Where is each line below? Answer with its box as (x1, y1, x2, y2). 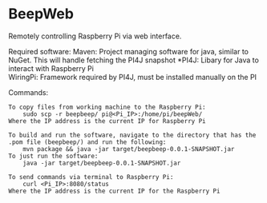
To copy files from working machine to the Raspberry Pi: (8, 103, 206, 111)
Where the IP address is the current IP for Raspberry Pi (8, 117, 206, 125)
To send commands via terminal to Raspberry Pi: (8, 173, 174, 181)
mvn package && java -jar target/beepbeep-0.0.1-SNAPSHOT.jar (22, 145, 235, 153)
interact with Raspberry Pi (8, 63, 95, 73)
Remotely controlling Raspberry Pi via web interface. (8, 31, 182, 41)
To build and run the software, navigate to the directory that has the (8, 131, 257, 139)
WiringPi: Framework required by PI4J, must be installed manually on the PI (8, 72, 257, 82)
